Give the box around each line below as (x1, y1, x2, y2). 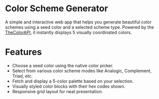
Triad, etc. (12, 73, 33, 79)
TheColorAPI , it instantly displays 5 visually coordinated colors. (5, 29, 132, 35)
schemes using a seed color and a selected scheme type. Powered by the (5, 24, 154, 30)
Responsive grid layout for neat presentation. (12, 88, 103, 94)
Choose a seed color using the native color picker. (12, 62, 114, 68)
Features (5, 47, 42, 58)
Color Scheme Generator (5, 3, 109, 14)
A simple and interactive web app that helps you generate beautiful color (5, 19, 152, 25)
